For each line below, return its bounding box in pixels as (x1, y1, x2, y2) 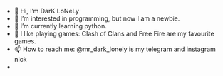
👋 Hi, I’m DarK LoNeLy (14, 7, 80, 15)
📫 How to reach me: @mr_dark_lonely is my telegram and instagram (14, 45, 216, 53)
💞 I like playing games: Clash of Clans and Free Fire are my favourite (14, 29, 215, 38)
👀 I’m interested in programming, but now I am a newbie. (14, 14, 180, 23)
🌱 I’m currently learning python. (14, 22, 107, 30)
